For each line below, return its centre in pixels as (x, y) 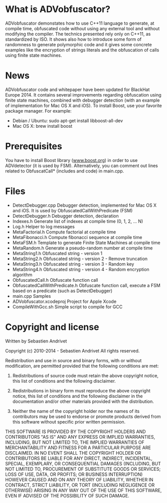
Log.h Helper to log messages (44, 226)
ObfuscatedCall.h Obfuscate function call (55, 280)
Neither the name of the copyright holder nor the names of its (76, 411)
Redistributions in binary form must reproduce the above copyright (81, 390)
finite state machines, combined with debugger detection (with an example (82, 100)
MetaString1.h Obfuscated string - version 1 (57, 253)
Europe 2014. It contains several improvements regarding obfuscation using (83, 95)
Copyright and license (52, 327)
